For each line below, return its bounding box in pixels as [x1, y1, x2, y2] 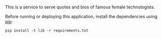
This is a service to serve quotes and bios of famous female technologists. [5, 4, 155, 10]
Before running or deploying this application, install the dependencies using [5, 14, 158, 19]
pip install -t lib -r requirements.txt [5, 28, 89, 33]
